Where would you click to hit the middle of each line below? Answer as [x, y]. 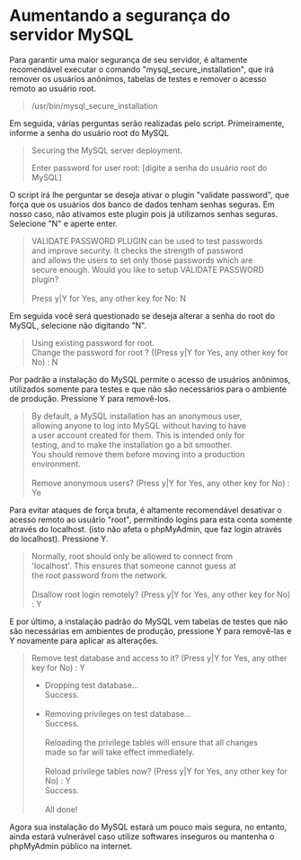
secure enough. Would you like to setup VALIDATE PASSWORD [148, 269]
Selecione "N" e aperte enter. [64, 223]
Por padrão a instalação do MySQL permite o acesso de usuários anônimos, [150, 379]
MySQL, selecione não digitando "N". [78, 325]
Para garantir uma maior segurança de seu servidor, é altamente [128, 59]
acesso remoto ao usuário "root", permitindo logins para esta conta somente [151, 520]
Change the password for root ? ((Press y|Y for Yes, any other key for [159, 352]
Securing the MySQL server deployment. [106, 150]
